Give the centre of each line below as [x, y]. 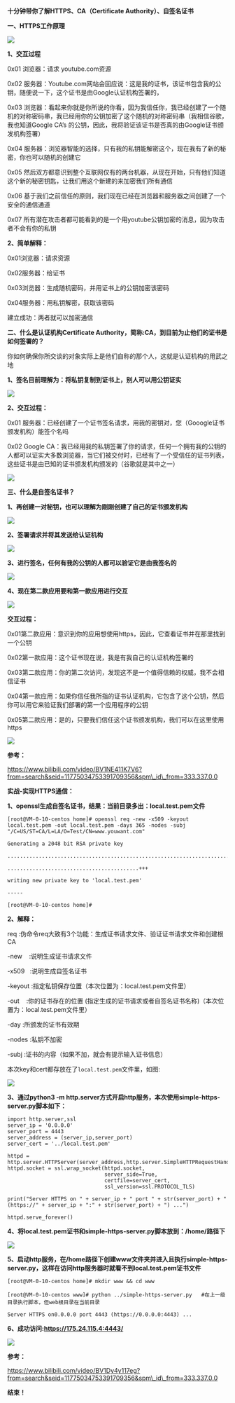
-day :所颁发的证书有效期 [43, 1025]
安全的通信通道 [29, 205]
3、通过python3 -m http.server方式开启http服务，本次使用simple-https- [114, 1097]
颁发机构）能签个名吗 [38, 431]
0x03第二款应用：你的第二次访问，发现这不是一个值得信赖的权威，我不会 [113, 672]
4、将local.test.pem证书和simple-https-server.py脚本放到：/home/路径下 [116, 1231]
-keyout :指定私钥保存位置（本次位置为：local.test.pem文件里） [99, 986]
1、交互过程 [24, 54]
